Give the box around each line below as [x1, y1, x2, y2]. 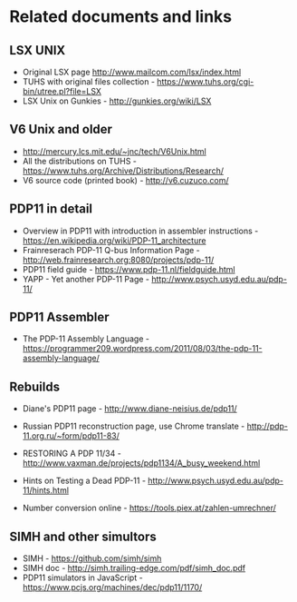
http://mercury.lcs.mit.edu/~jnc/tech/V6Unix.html [22, 145, 206, 156]
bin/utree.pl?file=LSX [22, 86, 102, 96]
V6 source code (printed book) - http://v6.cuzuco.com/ [22, 174, 229, 185]
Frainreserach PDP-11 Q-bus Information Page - [22, 244, 201, 255]
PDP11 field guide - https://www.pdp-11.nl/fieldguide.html [22, 263, 235, 274]
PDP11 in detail [9, 202, 93, 217]
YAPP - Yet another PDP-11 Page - [22, 273, 150, 284]
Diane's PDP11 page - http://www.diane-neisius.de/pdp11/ [22, 403, 237, 414]
